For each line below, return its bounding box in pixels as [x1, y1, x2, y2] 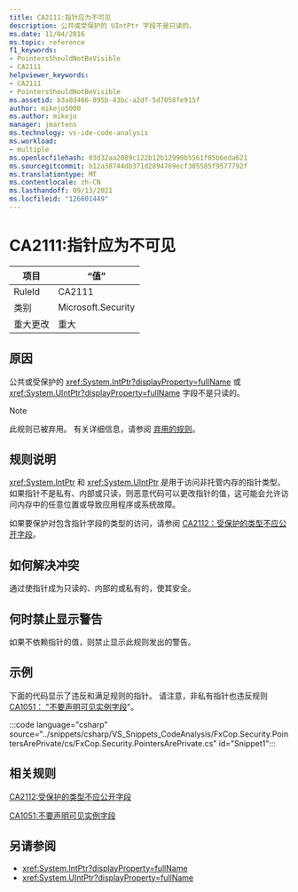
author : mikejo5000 [9, 104, 82, 113]
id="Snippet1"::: [218, 738, 277, 748]
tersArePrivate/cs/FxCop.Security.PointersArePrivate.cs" [9, 738, 217, 748]
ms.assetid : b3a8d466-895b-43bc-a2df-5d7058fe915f [9, 95, 200, 105]
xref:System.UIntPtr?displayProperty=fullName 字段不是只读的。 [9, 387, 246, 398]
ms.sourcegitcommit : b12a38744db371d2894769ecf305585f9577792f [9, 162, 248, 170]
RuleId [13, 285, 41, 297]
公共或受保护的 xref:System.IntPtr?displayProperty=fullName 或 [9, 376, 241, 387]
